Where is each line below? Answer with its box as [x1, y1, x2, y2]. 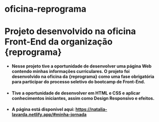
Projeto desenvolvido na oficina [4, 26, 136, 37]
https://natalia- [75, 106, 108, 112]
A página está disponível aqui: [11, 106, 75, 112]
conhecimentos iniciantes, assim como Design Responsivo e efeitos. [11, 95, 155, 101]
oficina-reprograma [4, 3, 87, 15]
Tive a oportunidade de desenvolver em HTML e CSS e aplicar [11, 90, 140, 96]
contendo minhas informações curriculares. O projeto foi [11, 68, 130, 74]
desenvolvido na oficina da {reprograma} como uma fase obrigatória [11, 73, 155, 79]
